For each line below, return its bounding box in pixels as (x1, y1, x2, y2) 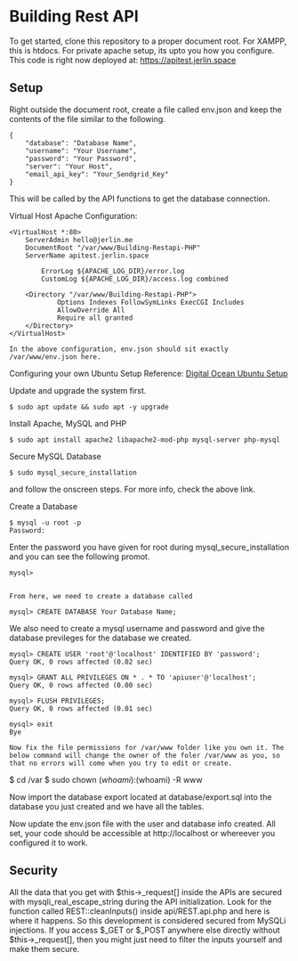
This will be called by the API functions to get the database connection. (9, 193, 270, 204)
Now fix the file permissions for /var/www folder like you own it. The (9, 743, 285, 752)
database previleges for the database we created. (9, 632, 192, 643)
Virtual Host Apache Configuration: (9, 210, 138, 221)
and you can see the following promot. (9, 550, 150, 562)
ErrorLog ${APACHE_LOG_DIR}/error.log (41, 266, 185, 275)
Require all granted (56, 314, 133, 322)
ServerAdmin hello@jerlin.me (25, 235, 133, 244)
